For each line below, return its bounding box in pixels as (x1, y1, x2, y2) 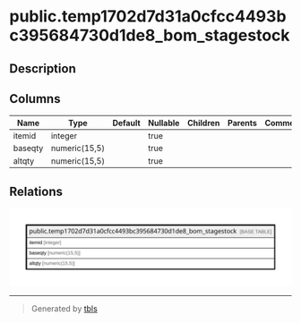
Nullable (147, 117, 180, 128)
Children (186, 117, 220, 128)
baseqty (13, 143, 44, 154)
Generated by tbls (30, 302, 99, 314)
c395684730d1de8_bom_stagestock (9, 25, 290, 46)
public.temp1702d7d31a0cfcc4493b (9, 6, 287, 27)
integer (50, 131, 78, 141)
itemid (13, 131, 37, 141)
